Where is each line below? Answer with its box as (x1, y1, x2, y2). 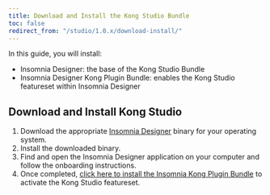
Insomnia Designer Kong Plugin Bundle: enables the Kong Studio (19, 73, 236, 83)
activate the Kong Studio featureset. (19, 178, 141, 188)
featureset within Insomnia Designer (19, 81, 141, 91)
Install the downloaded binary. (19, 143, 121, 153)
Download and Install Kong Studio (8, 105, 183, 118)
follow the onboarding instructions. (19, 160, 137, 170)
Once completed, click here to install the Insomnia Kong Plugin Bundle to (19, 169, 263, 179)
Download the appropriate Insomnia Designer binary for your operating (19, 127, 257, 136)
